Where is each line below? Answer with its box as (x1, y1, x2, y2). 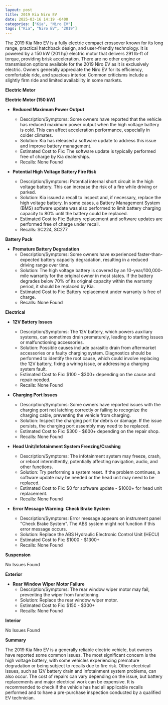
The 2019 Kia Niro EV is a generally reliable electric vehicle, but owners (5, 647, 152, 653)
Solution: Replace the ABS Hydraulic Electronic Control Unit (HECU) (20, 532, 159, 538)
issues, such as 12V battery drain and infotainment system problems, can (5, 668, 156, 674)
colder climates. (20, 132, 54, 138)
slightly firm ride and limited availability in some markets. (5, 77, 122, 83)
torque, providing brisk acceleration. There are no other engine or (5, 56, 141, 62)
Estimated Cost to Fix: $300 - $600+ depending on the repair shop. (20, 428, 160, 434)
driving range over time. (20, 262, 70, 268)
